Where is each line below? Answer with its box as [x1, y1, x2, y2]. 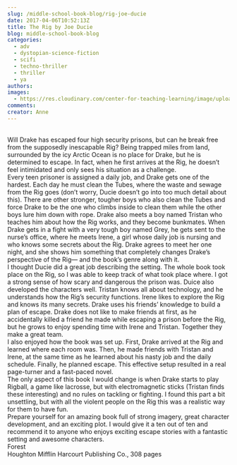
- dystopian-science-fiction [13, 50, 99, 57]
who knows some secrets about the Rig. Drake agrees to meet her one [7, 240, 212, 249]
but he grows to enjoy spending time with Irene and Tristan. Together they [7, 322, 223, 331]
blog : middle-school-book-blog [7, 30, 99, 37]
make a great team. [7, 330, 63, 338]
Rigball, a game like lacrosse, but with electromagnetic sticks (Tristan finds [7, 382, 224, 391]
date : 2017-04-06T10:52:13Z [7, 17, 90, 24]
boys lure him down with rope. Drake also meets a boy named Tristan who [7, 210, 223, 218]
